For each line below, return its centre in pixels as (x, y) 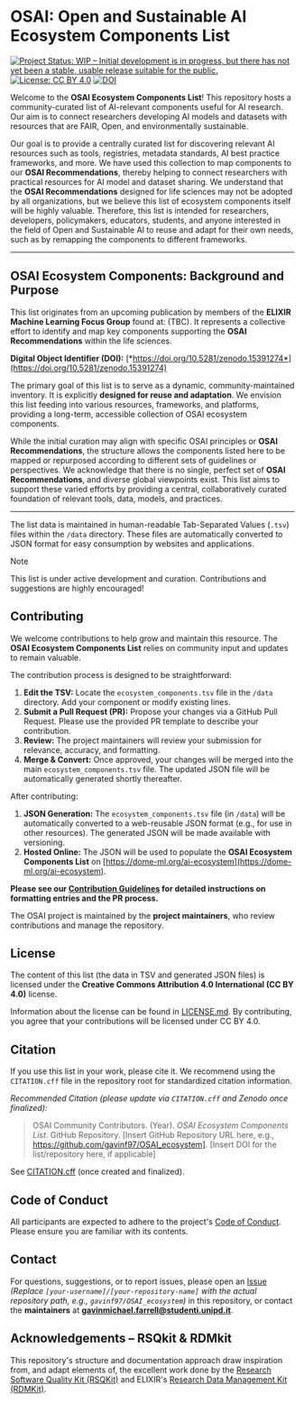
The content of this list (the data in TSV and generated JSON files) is (138, 975)
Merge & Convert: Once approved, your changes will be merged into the (158, 759)
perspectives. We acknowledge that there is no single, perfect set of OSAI (148, 470)
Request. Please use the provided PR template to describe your (141, 721)
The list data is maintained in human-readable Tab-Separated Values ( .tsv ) (150, 524)
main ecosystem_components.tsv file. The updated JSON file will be (146, 769)
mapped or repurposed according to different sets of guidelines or (134, 460)
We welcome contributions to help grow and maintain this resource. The (144, 638)
